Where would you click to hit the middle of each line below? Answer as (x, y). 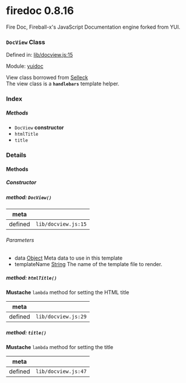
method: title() (26, 332)
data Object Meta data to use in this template (69, 258)
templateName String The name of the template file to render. (88, 264)
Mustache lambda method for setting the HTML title (68, 292)
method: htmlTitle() (31, 277)
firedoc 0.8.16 (40, 11)
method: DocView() (29, 197)
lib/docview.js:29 (61, 317)
